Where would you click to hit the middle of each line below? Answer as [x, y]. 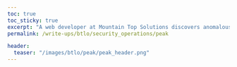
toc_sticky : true [33, 20]
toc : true [22, 14]
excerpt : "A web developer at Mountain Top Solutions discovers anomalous [120, 27]
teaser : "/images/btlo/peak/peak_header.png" [82, 53]
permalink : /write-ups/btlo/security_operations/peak [88, 33]
